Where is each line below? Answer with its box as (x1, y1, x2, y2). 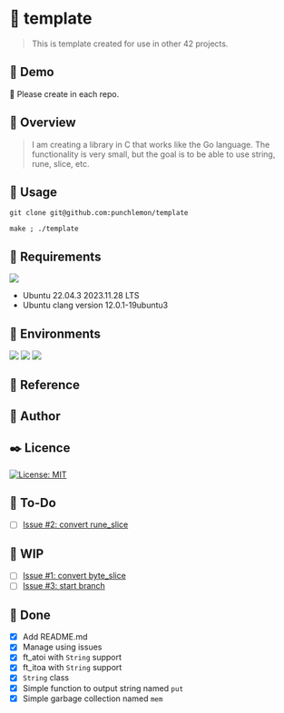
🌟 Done (9, 607, 52, 622)
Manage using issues (22, 641, 103, 652)
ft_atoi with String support (22, 652, 122, 663)
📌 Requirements (9, 249, 102, 264)
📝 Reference (9, 377, 80, 393)
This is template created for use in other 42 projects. (31, 38, 229, 49)
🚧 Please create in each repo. (9, 88, 120, 99)
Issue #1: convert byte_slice (22, 571, 127, 581)
